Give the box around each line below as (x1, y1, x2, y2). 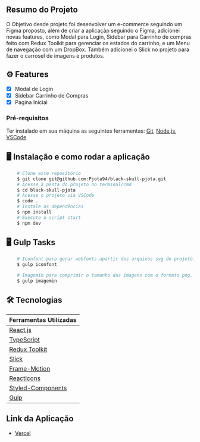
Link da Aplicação (6, 413, 74, 424)
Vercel (14, 430, 31, 437)
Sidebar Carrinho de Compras (14, 92, 89, 99)
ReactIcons (9, 374, 40, 383)
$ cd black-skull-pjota (17, 187, 76, 193)
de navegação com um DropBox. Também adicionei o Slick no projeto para (6, 46, 189, 53)
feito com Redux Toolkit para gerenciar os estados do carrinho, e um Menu (6, 39, 190, 46)
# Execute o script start (17, 214, 82, 221)
